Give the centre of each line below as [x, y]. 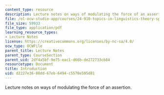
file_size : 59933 [23, 23]
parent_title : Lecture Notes [35, 50]
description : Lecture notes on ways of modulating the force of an [75, 14]
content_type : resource [29, 10]
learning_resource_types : [31, 32]
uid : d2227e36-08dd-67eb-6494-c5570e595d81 [50, 73]
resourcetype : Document [29, 64]
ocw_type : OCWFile [24, 46]
